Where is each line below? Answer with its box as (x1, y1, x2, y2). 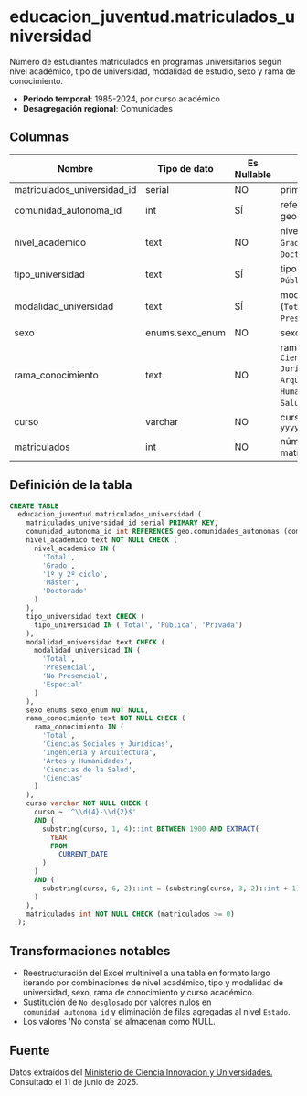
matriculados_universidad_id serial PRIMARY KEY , (26, 518, 219, 527)
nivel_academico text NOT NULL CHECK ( (26, 536, 178, 545)
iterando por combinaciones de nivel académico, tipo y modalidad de (22, 977, 283, 988)
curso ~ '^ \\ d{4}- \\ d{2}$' (33, 807, 137, 817)
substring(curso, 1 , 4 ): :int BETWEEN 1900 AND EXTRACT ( (42, 825, 259, 834)
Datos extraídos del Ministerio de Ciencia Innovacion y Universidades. (9, 1067, 273, 1078)
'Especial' (42, 679, 84, 689)
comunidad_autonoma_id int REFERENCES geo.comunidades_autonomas (26, 527, 281, 537)
